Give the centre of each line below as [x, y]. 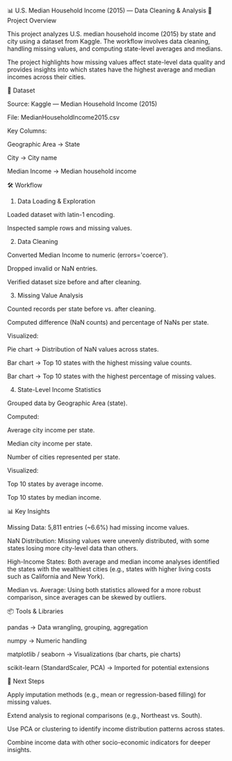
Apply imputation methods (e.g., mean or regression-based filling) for [107, 695]
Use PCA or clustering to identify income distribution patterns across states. [116, 729]
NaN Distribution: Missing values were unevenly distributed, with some [108, 541]
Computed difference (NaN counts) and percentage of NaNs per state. [108, 322]
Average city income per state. [51, 430]
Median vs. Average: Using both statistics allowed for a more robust [104, 590]
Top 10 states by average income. [55, 484]
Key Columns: [27, 131]
